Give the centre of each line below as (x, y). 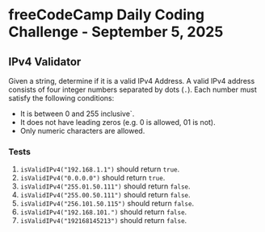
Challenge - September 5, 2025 (116, 32)
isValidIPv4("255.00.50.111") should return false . (105, 195)
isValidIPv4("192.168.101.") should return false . (103, 212)
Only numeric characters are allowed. (82, 131)
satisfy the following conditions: (61, 98)
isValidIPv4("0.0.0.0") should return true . (93, 178)
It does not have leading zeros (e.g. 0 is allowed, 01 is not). (118, 122)
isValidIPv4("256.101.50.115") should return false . (107, 204)
